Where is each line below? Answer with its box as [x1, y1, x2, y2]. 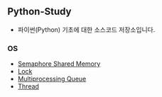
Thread [17, 82, 39, 91]
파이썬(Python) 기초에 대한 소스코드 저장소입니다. [17, 25, 156, 34]
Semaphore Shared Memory [17, 59, 101, 68]
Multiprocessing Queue [17, 74, 87, 84]
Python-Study [7, 6, 72, 18]
